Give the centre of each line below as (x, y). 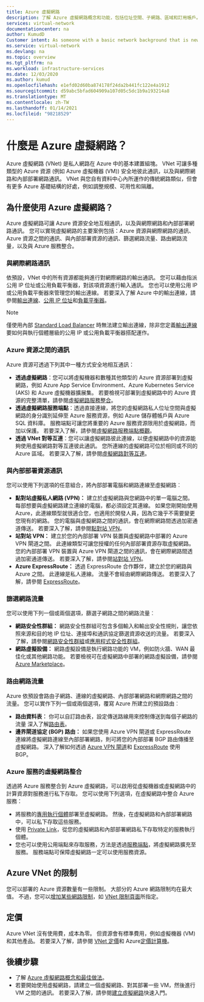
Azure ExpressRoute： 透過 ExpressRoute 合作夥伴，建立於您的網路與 (104, 567)
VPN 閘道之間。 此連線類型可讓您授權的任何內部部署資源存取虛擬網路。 (104, 544)
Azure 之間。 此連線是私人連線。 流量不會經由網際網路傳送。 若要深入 (103, 574)
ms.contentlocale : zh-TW (38, 102)
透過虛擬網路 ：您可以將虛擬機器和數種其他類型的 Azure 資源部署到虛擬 (104, 377)
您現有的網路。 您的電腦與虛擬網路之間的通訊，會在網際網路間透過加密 (104, 521)
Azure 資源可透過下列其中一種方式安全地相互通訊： (70, 364)
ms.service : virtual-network (43, 46)
